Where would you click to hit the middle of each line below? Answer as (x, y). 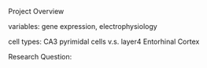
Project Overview (36, 11)
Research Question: (40, 57)
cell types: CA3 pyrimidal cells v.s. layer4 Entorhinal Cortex (104, 41)
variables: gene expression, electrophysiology (83, 26)
